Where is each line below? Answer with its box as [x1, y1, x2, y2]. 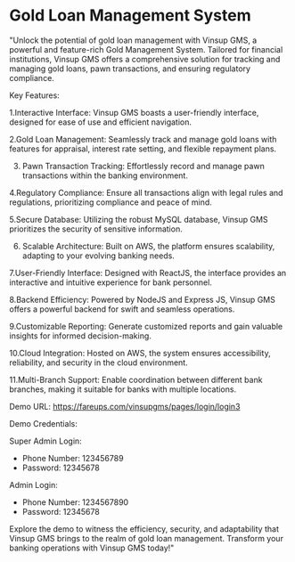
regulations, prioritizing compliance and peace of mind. [9, 197, 212, 208]
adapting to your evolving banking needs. [21, 250, 176, 261]
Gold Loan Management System [9, 5, 251, 26]
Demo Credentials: [9, 418, 78, 428]
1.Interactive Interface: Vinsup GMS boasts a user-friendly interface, [9, 107, 259, 118]
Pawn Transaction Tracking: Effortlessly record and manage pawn [21, 160, 265, 171]
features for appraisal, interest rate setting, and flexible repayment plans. [9, 143, 277, 154]
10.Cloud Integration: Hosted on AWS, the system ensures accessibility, [9, 347, 271, 358]
